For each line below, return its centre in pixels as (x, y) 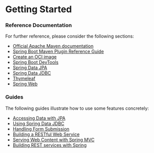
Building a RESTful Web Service (46, 134)
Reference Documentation (39, 25)
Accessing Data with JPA (39, 118)
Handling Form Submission (41, 129)
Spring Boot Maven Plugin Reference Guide (58, 51)
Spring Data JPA (30, 68)
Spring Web (25, 84)
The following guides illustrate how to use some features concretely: (77, 108)
